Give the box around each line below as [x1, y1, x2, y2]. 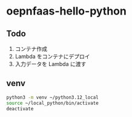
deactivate [6, 105, 34, 112]
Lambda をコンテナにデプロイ [15, 53, 90, 60]
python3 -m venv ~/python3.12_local [6, 94, 99, 101]
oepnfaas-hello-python [6, 4, 127, 18]
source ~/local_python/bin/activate [6, 100, 99, 106]
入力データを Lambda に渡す [15, 61, 87, 67]
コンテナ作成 [15, 45, 47, 52]
